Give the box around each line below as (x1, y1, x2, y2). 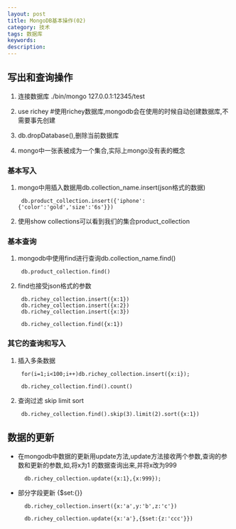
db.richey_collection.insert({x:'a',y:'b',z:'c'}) (24, 503, 178, 510)
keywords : (7, 37, 37, 44)
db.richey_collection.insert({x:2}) (21, 302, 130, 310)
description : (7, 43, 46, 51)
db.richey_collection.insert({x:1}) (21, 296, 130, 303)
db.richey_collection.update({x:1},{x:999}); (24, 475, 161, 482)
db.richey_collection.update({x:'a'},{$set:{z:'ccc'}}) (24, 515, 193, 522)
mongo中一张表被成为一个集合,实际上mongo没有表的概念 (17, 146, 186, 154)
